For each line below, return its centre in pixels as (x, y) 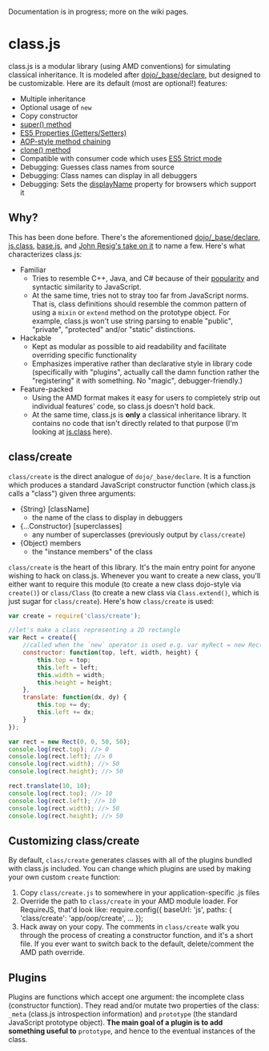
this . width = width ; (71, 675)
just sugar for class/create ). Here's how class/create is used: (111, 601)
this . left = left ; (68, 668)
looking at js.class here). (72, 432)
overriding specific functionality (84, 355)
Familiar (33, 270)
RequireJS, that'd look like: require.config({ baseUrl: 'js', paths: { (126, 910)
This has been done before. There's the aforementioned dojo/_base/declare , (134, 237)
